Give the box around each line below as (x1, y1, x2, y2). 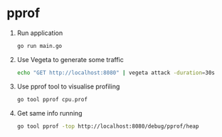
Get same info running (16, 108, 83, 117)
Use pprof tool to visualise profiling (16, 82, 120, 91)
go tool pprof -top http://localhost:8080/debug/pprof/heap (16, 123, 199, 130)
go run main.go (16, 42, 63, 49)
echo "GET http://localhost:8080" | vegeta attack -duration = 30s (16, 69, 215, 76)
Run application (16, 29, 63, 37)
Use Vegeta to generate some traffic (16, 55, 124, 64)
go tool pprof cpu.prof (16, 96, 88, 103)
